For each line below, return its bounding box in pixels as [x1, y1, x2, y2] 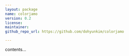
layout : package [5, 7, 38, 12]
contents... [5, 46, 27, 52]
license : [5, 20, 23, 25]
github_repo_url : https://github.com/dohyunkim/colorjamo [5, 29, 124, 34]
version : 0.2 [5, 16, 31, 21]
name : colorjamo [5, 11, 38, 16]
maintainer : [5, 25, 29, 30]
